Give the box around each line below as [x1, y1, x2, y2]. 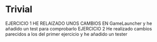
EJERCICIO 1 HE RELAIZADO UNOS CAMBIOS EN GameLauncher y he [5, 20, 152, 26]
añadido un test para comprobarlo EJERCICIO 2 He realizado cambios [5, 25, 152, 31]
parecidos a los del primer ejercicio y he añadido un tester [5, 31, 127, 37]
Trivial [5, 4, 33, 15]
